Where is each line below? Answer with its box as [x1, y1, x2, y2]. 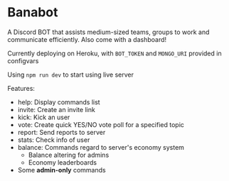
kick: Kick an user [17, 113, 70, 121]
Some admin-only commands [17, 165, 106, 174]
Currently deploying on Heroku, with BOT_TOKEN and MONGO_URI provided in [7, 49, 222, 57]
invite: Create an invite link [17, 105, 96, 114]
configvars [7, 56, 39, 65]
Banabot [7, 4, 58, 21]
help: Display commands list [17, 97, 101, 106]
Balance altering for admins [28, 150, 110, 159]
